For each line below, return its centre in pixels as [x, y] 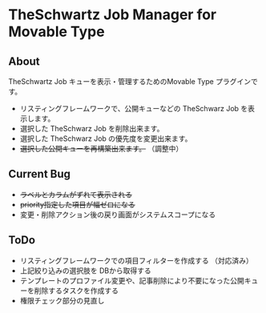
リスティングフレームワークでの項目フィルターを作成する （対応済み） [137, 260]
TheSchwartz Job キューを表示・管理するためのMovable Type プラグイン [129, 81]
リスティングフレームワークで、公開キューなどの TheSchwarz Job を [134, 108]
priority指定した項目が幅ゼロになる [78, 204]
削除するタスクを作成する [76, 291]
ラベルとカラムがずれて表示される [76, 195]
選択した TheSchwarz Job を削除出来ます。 [92, 128]
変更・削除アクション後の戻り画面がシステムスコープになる [118, 215]
